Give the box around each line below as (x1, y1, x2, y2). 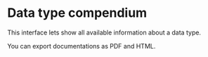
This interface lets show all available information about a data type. (7, 28, 202, 37)
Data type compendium (7, 5, 148, 21)
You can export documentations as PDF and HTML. (7, 42, 156, 50)
